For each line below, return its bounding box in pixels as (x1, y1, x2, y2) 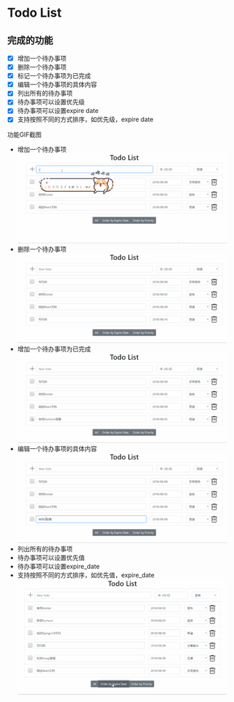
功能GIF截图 (7, 130, 42, 139)
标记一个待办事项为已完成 (17, 72, 91, 80)
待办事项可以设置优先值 (17, 553, 85, 562)
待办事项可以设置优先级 (17, 98, 85, 106)
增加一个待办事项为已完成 (17, 345, 91, 353)
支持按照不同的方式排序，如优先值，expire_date (17, 570, 155, 579)
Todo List (7, 5, 62, 21)
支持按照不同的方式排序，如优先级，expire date (17, 115, 154, 123)
